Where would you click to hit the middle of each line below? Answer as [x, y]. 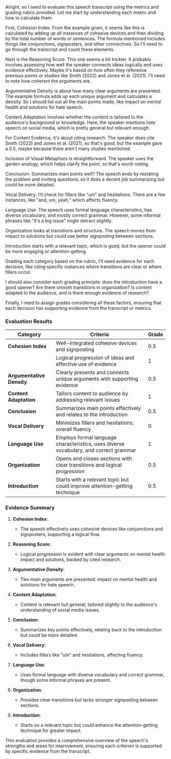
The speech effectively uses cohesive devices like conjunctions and [92, 529]
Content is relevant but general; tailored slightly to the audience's [89, 604]
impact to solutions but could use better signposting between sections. [80, 236]
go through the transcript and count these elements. [60, 49]
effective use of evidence [86, 364]
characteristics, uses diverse [90, 444]
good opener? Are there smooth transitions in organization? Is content [79, 287]
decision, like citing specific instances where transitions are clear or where [83, 267]
